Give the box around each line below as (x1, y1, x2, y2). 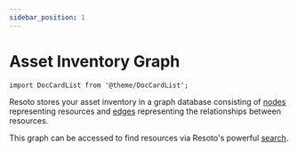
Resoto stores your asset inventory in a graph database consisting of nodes (9, 96, 286, 107)
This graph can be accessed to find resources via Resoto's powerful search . (9, 132, 289, 143)
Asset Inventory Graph (9, 51, 181, 71)
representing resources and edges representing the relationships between (9, 106, 282, 116)
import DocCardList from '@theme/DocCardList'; (9, 81, 189, 90)
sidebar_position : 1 (9, 12, 86, 22)
